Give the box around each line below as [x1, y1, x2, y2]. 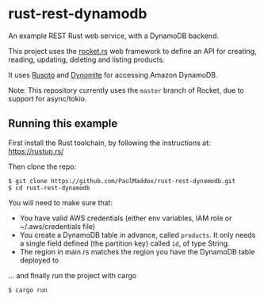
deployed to [19, 255, 59, 265]
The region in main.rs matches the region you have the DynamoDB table [19, 247, 255, 256]
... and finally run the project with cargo [8, 270, 137, 280]
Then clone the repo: [8, 162, 77, 171]
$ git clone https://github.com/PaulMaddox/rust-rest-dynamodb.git [8, 177, 236, 185]
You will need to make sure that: [8, 197, 113, 207]
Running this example [8, 117, 118, 131]
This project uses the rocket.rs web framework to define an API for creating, [8, 46, 257, 55]
